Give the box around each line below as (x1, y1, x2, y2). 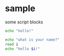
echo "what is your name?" (5, 37, 60, 42)
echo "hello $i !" (5, 46, 40, 51)
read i (5, 42, 18, 47)
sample (5, 3, 35, 14)
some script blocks (5, 19, 43, 25)
